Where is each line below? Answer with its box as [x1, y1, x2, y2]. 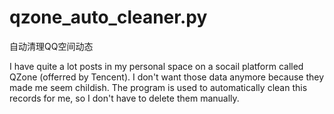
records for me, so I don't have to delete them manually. [9, 92, 240, 104]
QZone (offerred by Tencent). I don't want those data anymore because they [9, 71, 325, 83]
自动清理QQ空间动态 [9, 40, 94, 52]
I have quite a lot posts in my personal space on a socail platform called [9, 60, 304, 72]
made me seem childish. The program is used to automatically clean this [9, 81, 308, 93]
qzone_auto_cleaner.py [9, 6, 208, 29]
